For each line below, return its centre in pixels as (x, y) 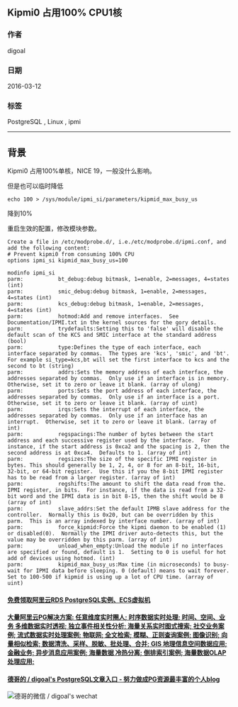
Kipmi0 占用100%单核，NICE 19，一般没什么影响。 (81, 171)
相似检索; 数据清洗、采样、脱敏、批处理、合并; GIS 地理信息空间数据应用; (120, 644)
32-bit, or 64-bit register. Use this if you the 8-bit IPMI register (115, 472)
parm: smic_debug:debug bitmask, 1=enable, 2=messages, (107, 292)
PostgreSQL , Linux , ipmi (44, 122)
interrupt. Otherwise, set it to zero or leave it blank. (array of (112, 422)
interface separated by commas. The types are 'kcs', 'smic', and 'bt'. (119, 354)
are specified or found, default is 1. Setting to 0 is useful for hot (117, 552)
